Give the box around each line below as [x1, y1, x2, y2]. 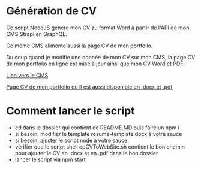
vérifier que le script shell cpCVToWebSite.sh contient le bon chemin [14, 143, 185, 150]
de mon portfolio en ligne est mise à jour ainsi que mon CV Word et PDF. [6, 60, 185, 67]
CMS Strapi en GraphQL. [6, 30, 67, 37]
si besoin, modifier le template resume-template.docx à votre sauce [14, 130, 182, 137]
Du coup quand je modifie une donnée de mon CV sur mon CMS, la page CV [6, 53, 196, 61]
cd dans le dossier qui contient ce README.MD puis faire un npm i [14, 124, 180, 131]
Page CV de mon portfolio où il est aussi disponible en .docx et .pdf [6, 83, 173, 90]
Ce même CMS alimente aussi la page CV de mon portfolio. [6, 42, 153, 49]
